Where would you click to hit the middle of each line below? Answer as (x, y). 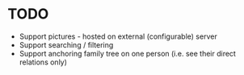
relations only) (43, 62)
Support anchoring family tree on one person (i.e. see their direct (127, 53)
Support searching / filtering (66, 44)
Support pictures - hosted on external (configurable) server (118, 36)
